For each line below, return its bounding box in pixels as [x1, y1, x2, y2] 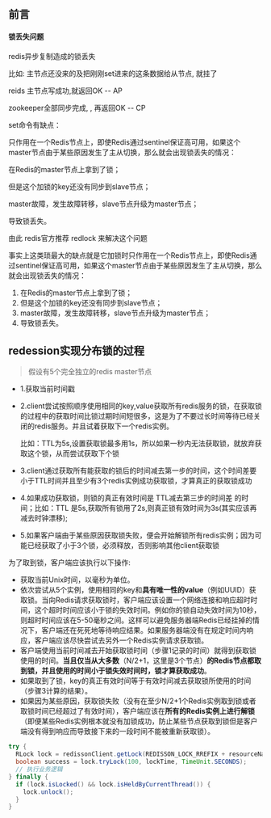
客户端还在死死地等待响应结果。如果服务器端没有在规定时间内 [41, 626, 247, 635]
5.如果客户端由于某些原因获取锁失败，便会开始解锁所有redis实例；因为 [19, 530, 256, 540]
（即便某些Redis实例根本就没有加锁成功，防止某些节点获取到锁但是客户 [19, 716, 258, 726]
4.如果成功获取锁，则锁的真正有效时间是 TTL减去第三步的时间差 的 [19, 493, 242, 503]
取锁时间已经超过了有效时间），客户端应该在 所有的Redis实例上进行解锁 [19, 706, 256, 716]
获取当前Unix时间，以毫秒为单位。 [19, 575, 135, 584]
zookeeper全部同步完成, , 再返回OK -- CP [8, 103, 146, 112]
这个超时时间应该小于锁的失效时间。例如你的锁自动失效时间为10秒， [34, 605, 261, 615]
